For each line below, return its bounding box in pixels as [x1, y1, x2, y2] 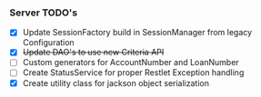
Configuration [22, 37, 75, 48]
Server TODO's [9, 6, 78, 19]
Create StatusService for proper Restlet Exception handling [22, 67, 245, 78]
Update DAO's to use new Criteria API [22, 47, 165, 58]
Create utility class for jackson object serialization [22, 77, 209, 88]
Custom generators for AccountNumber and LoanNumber [22, 57, 239, 68]
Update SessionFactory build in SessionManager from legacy [22, 27, 253, 38]
